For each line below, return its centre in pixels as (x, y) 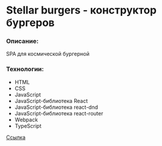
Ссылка (16, 137)
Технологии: (25, 69)
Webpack (26, 120)
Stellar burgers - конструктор (82, 10)
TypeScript (28, 126)
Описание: (22, 41)
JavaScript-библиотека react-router (59, 113)
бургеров (30, 23)
